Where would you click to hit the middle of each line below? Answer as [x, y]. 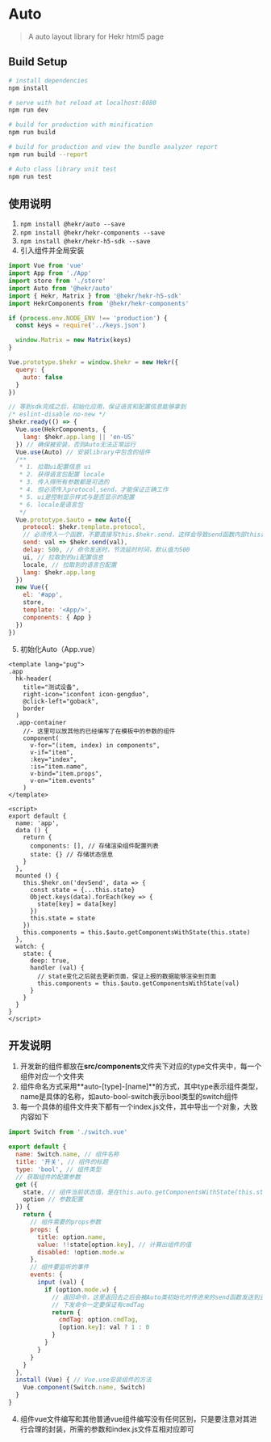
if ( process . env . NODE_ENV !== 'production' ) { [88, 318]
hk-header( [34, 679]
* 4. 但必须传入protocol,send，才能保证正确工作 [94, 490]
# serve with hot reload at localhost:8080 [83, 103]
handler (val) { [57, 967]
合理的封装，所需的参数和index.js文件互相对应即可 [111, 1429]
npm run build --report [48, 154]
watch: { [30, 946]
